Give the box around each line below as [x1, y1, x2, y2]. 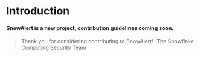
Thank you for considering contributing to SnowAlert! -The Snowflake [21, 38, 195, 45]
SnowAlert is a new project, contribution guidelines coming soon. [6, 24, 174, 31]
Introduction [6, 4, 70, 18]
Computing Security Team [21, 44, 86, 52]
